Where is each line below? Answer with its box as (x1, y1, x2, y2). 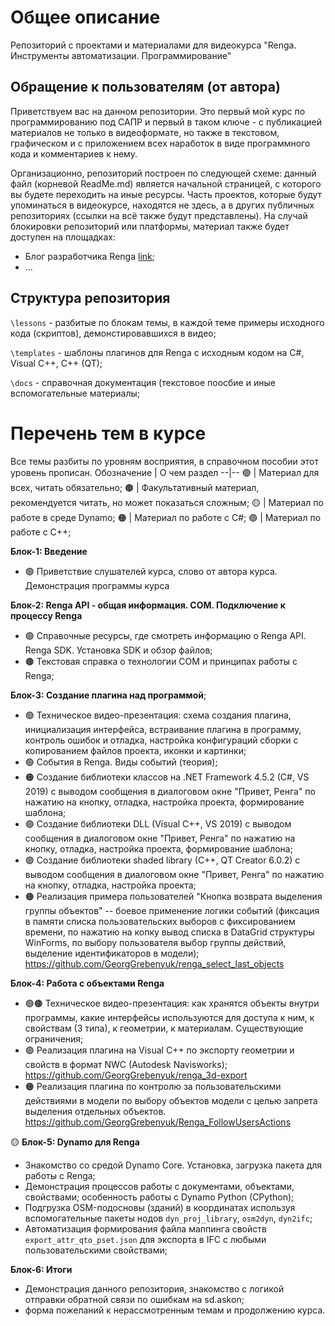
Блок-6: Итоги (10, 1263, 73, 1275)
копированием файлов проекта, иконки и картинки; (24, 744, 247, 756)
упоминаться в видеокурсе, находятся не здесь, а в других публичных (10, 199, 315, 211)
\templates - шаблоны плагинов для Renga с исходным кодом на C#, (10, 346, 305, 358)
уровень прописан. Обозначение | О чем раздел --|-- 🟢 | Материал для (10, 466, 320, 478)
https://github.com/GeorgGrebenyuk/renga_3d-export (24, 1069, 248, 1081)
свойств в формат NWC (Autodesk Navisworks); (24, 1058, 228, 1070)
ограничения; (24, 1032, 84, 1045)
